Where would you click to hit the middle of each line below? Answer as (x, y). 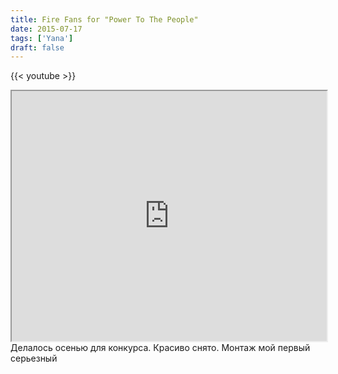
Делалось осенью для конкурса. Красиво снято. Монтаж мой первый (160, 348)
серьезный (34, 358)
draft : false (37, 47)
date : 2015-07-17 (46, 29)
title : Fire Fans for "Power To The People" (104, 19)
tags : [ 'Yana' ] (42, 38)
